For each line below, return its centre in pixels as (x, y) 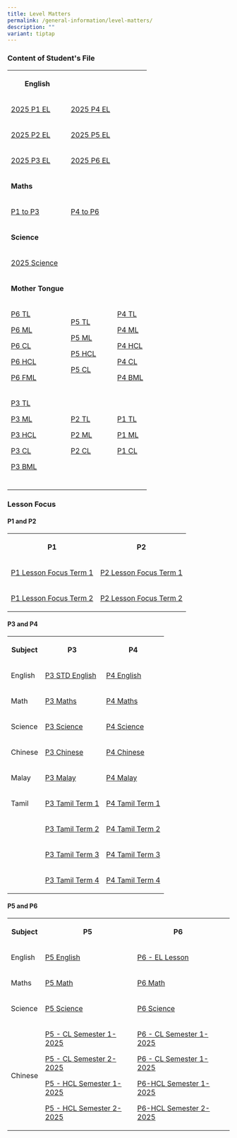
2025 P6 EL (90, 160)
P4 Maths (122, 701)
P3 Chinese (64, 752)
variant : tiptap (31, 34)
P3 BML (24, 467)
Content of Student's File (51, 59)
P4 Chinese (125, 752)
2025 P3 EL (31, 160)
